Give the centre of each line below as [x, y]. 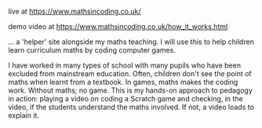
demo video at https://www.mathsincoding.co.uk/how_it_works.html [118, 26]
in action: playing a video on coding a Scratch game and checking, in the [126, 99]
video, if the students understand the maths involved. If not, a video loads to [131, 107]
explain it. [24, 115]
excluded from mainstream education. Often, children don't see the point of [130, 73]
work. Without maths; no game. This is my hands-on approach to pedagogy [131, 90]
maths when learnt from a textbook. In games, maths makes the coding [123, 82]
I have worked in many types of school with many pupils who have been [125, 65]
